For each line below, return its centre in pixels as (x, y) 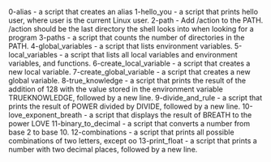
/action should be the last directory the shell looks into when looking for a (131, 29)
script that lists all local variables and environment (154, 55)
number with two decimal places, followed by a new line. (103, 149)
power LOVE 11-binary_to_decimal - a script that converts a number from (129, 124)
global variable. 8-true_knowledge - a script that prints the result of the (127, 81)
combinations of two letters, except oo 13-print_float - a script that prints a (133, 141)
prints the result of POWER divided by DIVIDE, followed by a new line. (125, 106)
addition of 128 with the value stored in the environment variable (116, 89)
